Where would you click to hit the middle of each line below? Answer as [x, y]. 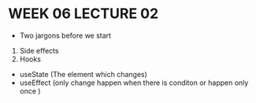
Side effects [39, 50]
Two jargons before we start [65, 35]
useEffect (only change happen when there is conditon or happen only [134, 83]
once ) [30, 90]
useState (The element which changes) [83, 74]
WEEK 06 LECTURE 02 [83, 14]
